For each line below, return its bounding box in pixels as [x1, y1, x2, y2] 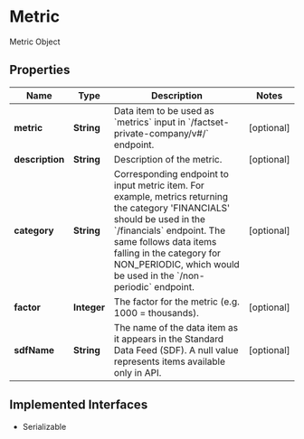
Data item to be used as [113, 104, 214, 117]
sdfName [14, 343, 55, 356]
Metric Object [9, 36, 61, 47]
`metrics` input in [113, 116, 186, 128]
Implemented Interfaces [9, 397, 148, 413]
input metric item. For [113, 179, 205, 191]
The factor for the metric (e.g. [113, 295, 240, 308]
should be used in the [113, 212, 206, 225]
